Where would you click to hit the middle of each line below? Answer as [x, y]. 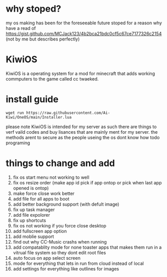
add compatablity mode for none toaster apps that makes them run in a [87, 247]
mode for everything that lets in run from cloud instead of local [78, 263]
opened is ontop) [31, 188]
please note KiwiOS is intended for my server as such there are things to [81, 127]
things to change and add [60, 163]
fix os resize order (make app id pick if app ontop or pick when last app [87, 182]
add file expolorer [31, 215]
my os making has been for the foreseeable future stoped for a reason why [84, 23]
